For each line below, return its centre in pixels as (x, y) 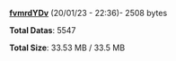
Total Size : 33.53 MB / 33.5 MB (67, 48)
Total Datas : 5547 (43, 30)
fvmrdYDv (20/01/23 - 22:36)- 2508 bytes (88, 13)
